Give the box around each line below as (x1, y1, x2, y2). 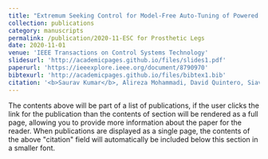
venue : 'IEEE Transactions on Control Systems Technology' (8, 49, 209, 57)
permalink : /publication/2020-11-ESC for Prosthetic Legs (8, 34, 205, 42)
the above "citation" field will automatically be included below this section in (8, 134, 258, 144)
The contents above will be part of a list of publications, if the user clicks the (8, 101, 259, 110)
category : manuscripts (8, 26, 84, 34)
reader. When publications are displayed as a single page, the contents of (8, 125, 250, 136)
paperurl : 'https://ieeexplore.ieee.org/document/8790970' (8, 64, 209, 72)
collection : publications (8, 19, 94, 27)
